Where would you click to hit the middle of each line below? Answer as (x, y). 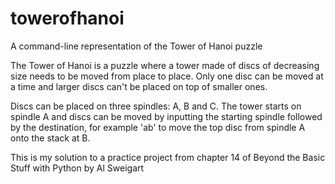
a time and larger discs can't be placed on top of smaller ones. (139, 86)
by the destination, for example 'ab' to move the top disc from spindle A (158, 127)
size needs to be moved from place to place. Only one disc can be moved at (167, 76)
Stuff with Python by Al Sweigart (77, 168)
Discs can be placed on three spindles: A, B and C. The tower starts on (156, 106)
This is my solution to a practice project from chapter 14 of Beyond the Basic (168, 157)
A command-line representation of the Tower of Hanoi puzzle (136, 46)
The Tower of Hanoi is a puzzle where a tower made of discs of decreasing (165, 65)
